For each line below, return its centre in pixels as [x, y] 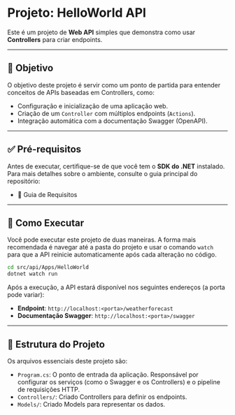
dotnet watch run [33, 274]
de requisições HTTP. [49, 389]
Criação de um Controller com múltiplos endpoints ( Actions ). [106, 113]
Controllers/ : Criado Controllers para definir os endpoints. [102, 397]
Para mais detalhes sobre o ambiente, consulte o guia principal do [102, 173]
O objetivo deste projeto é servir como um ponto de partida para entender [114, 85]
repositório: [24, 181]
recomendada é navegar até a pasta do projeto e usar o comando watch [111, 247]
